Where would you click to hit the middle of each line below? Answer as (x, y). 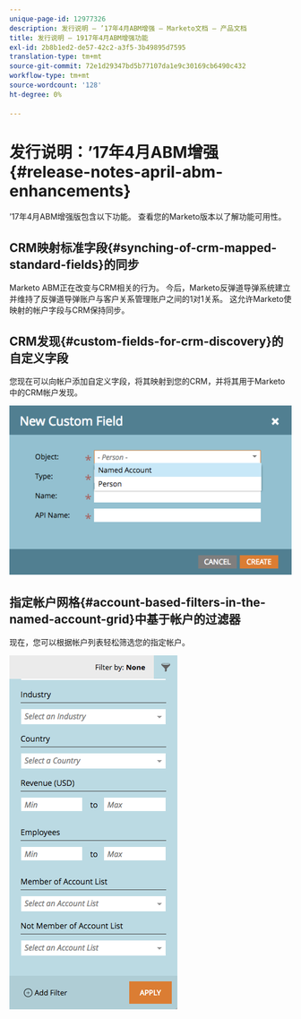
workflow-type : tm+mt (50, 76)
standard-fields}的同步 (74, 264)
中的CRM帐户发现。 (46, 393)
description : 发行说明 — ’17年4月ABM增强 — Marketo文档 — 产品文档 (129, 28)
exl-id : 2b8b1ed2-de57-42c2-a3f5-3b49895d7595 (98, 47)
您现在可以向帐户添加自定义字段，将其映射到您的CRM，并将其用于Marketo (147, 382)
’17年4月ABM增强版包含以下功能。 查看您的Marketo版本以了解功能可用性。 (148, 217)
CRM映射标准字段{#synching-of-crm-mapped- (143, 248)
